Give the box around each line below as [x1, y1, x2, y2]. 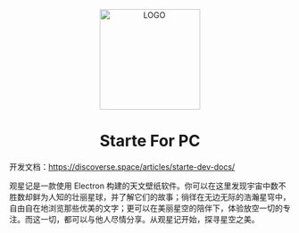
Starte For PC [99, 131, 201, 151]
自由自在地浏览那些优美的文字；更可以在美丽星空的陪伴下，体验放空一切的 [9, 203, 283, 213]
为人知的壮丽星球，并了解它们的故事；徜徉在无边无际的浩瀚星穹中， [39, 191, 291, 202]
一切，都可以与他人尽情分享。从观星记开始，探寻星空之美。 [39, 213, 260, 224]
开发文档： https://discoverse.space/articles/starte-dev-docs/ [9, 161, 236, 172]
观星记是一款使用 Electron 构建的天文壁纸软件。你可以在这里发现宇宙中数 [9, 180, 279, 191]
